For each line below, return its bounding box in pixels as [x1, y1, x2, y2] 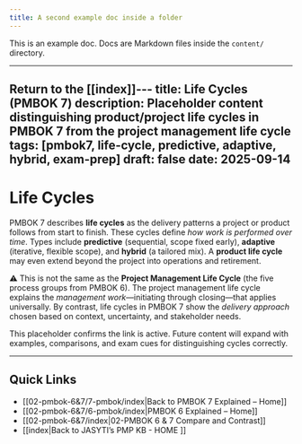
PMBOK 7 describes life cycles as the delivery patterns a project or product [9, 217, 290, 228]
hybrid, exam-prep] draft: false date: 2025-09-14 [9, 152, 291, 167]
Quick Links [9, 372, 77, 387]
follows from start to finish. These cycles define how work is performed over [9, 226, 293, 238]
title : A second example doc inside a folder [9, 13, 182, 22]
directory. [9, 47, 45, 58]
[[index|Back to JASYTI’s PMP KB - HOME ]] [22, 424, 187, 435]
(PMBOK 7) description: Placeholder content [9, 96, 263, 111]
